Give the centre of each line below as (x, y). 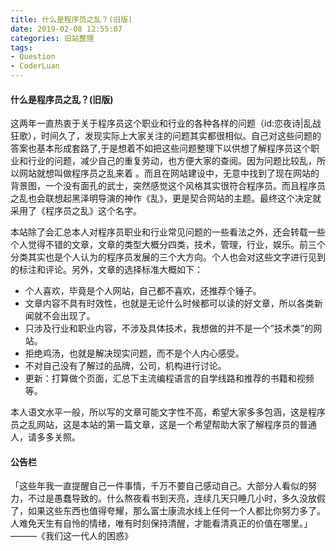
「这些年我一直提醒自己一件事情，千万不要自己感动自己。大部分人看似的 (159, 486)
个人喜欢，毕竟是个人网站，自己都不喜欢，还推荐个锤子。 (143, 291)
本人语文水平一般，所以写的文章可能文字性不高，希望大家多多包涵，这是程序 (168, 412)
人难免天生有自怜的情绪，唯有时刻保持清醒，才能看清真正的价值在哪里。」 (161, 523)
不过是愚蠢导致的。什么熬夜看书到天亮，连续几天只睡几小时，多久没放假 (176, 498)
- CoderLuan (35, 66)
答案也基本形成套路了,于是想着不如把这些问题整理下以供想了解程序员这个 (161, 148)
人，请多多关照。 (45, 437)
